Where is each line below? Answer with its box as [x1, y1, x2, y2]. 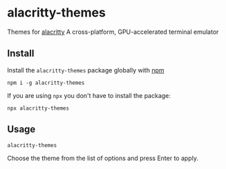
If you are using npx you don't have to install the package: [7, 91, 171, 99]
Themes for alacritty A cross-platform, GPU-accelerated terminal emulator [7, 28, 219, 36]
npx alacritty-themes [7, 105, 70, 112]
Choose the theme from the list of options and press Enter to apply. [7, 154, 199, 162]
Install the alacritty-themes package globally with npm [7, 66, 164, 74]
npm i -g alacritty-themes [7, 79, 85, 86]
